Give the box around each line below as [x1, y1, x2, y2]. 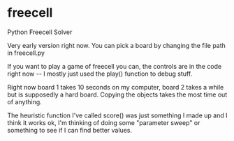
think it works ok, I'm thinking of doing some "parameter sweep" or [7, 118, 200, 126]
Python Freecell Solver [7, 28, 73, 36]
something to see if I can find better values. [7, 126, 133, 134]
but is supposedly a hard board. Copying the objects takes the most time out [7, 90, 228, 99]
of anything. [7, 97, 42, 106]
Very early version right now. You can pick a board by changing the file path [7, 41, 226, 49]
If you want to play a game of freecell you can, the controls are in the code [7, 62, 222, 70]
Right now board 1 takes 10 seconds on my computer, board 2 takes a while [7, 83, 224, 91]
